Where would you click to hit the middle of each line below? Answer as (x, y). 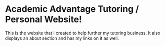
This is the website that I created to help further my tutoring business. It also (83, 33)
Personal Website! (44, 19)
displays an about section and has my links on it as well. (62, 38)
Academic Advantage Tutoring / (72, 9)
